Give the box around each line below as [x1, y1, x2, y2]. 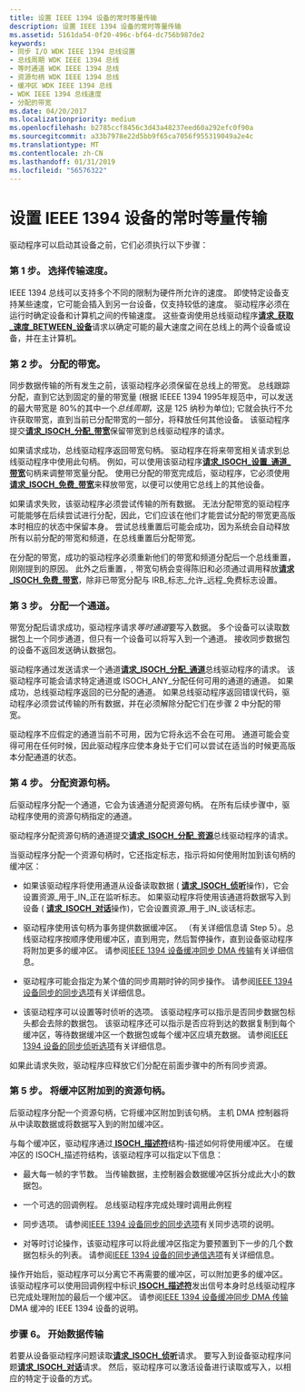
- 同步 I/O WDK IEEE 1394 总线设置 [9, 47, 136, 56]
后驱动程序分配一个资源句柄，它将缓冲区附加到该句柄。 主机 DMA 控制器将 [9, 1107, 290, 1118]
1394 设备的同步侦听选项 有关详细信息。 [22, 1040, 171, 1052]
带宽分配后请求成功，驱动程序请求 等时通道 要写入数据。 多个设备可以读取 [9, 622, 282, 633]
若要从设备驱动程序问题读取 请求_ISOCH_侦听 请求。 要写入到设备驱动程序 [9, 1350, 284, 1361]
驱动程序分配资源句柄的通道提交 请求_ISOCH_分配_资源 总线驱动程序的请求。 [9, 829, 293, 840]
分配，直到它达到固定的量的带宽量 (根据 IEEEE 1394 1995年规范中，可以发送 [9, 391, 293, 401]
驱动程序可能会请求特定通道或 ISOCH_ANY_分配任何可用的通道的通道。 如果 [9, 676, 294, 686]
